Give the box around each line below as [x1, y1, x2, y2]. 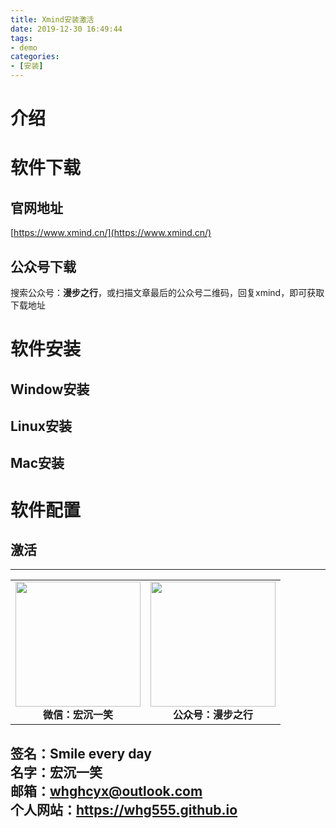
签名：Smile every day [10, 745, 152, 762]
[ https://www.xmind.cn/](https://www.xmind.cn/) [10, 227, 212, 239]
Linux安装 [10, 417, 72, 435]
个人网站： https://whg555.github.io [10, 801, 238, 818]
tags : [10, 33, 33, 43]
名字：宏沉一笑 [10, 764, 103, 781]
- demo [10, 42, 38, 53]
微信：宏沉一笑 [42, 708, 113, 722]
